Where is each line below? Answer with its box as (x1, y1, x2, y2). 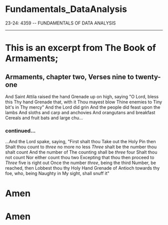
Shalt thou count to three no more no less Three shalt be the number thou (5, 144, 157, 150)
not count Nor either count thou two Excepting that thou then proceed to (5, 155, 154, 161)
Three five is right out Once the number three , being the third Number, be (5, 160, 156, 166)
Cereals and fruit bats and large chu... (5, 115, 83, 121)
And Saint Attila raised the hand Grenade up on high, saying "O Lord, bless (5, 93, 159, 99)
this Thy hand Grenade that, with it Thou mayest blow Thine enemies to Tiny (5, 99, 162, 105)
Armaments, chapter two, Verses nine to (5, 72, 134, 81)
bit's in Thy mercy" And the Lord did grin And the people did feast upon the (5, 104, 160, 110)
